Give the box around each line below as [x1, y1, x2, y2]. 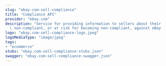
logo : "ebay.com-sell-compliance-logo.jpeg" [5, 30, 99, 35]
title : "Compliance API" [5, 12, 57, 17]
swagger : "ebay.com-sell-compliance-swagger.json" [5, 53, 112, 59]
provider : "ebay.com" [5, 16, 50, 21]
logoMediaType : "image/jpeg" [5, 35, 66, 40]
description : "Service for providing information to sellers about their [5, 21, 162, 26]
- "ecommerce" [5, 44, 35, 49]
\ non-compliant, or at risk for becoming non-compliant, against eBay [9, 26, 162, 31]
